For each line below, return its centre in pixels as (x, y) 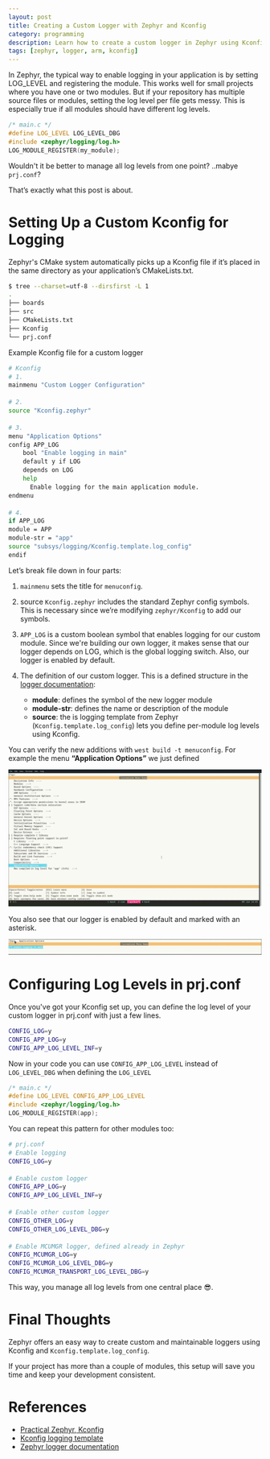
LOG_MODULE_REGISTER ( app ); (53, 1114)
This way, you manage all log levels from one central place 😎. (111, 1287)
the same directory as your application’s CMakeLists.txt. (101, 271)
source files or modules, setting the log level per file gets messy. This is (127, 101)
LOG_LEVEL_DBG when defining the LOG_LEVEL (80, 1072)
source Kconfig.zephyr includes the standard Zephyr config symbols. (135, 601)
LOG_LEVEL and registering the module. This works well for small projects (131, 84)
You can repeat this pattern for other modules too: (91, 1129)
